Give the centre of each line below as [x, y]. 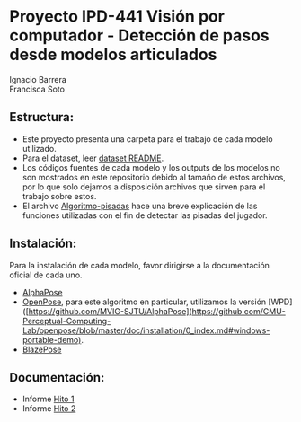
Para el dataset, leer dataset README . [93, 158]
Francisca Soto [37, 89]
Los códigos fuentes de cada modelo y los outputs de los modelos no [151, 167]
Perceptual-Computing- [66, 321]
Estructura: [42, 117]
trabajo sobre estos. [59, 196]
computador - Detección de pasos [139, 35]
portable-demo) [52, 339]
